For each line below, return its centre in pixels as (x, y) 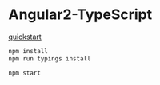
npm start (25, 73)
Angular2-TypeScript (80, 15)
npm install (28, 51)
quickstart (25, 37)
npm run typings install (50, 58)
